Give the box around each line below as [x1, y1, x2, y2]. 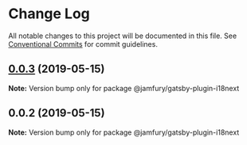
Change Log [8, 5, 90, 23]
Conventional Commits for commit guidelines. [8, 39, 158, 48]
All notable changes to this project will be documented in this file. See [8, 31, 237, 40]
